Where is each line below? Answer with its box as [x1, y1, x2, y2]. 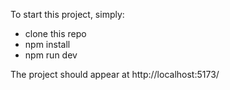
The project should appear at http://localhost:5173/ [10, 69, 220, 80]
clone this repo [24, 28, 87, 39]
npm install [24, 39, 71, 50]
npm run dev [24, 49, 78, 61]
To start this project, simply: [10, 9, 125, 20]
